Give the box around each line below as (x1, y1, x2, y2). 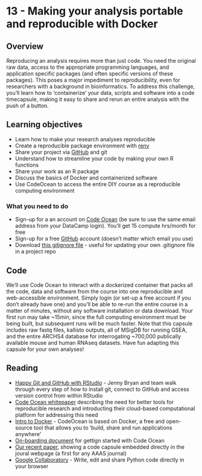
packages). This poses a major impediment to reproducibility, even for (6, 77, 181, 83)
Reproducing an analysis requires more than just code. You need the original (6, 57, 196, 64)
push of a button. (6, 102, 49, 109)
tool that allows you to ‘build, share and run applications (33, 424, 173, 431)
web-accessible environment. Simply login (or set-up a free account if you (6, 294, 191, 301)
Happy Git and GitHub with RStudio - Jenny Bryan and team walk (14, 379, 177, 386)
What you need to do (6, 202, 69, 210)
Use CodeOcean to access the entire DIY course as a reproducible (14, 180, 181, 188)
